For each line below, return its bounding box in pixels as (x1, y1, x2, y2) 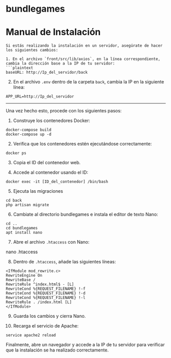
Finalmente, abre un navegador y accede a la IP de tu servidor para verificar (6, 342, 165, 348)
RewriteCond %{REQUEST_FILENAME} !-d (6, 291, 86, 296)
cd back (6, 198, 22, 203)
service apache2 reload (6, 333, 56, 338)
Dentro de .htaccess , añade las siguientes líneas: (13, 259, 116, 265)
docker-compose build (6, 128, 52, 133)
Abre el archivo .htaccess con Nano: (13, 239, 90, 245)
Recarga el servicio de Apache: (13, 323, 79, 329)
